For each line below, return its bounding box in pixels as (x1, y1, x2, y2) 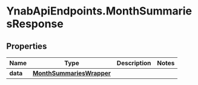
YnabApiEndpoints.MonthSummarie (6, 4, 193, 18)
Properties (6, 41, 47, 51)
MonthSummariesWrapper (32, 69, 111, 77)
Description (116, 59, 151, 67)
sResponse (6, 17, 64, 31)
